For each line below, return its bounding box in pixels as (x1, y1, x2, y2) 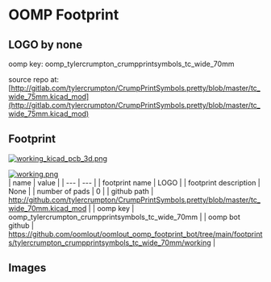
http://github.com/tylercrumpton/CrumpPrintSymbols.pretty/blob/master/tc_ (8, 195, 261, 205)
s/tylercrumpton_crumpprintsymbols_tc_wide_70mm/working (8, 238, 211, 247)
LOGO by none (8, 38, 83, 52)
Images (8, 261, 47, 275)
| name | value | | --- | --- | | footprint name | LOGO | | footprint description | (8, 177, 261, 187)
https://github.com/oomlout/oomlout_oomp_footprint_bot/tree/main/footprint (8, 229, 263, 238)
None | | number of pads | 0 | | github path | (8, 186, 154, 196)
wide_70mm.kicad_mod (8, 203, 87, 213)
